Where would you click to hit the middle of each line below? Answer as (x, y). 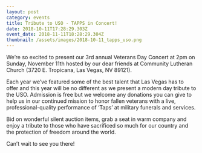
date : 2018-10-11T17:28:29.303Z (47, 29)
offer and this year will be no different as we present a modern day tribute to (101, 88)
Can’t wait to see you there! (41, 144)
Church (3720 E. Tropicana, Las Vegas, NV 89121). (69, 70)
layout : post (23, 12)
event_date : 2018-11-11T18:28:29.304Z (55, 34)
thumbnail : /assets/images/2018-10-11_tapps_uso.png (74, 40)
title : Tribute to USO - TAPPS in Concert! (62, 23)
